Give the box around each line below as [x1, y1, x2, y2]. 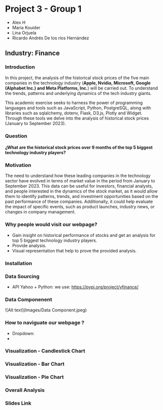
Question [5, 132, 28, 139]
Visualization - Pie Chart [5, 374, 64, 380]
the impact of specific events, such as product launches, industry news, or [5, 204, 155, 210]
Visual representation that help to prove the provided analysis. [12, 248, 137, 253]
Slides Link [5, 400, 32, 407]
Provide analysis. [12, 242, 47, 249]
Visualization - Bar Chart [5, 361, 65, 368]
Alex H [12, 19, 26, 25]
